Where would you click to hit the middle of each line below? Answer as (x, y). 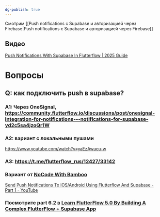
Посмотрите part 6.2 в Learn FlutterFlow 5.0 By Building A (76, 203)
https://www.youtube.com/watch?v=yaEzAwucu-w (56, 149)
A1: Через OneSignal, (31, 107)
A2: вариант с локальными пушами (49, 138)
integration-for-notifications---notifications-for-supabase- (77, 119)
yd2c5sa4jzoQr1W (27, 125)
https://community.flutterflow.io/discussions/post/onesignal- (80, 113)
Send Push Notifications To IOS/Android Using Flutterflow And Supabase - (79, 185)
